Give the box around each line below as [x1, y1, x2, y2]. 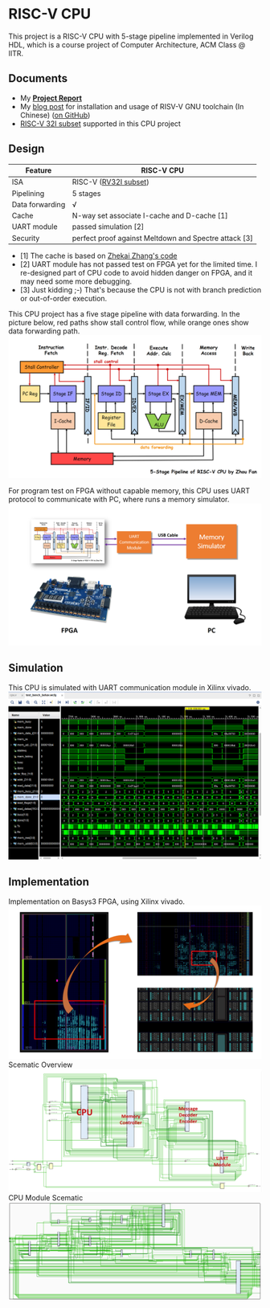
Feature [25, 166, 52, 175]
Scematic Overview [8, 1060, 73, 1069]
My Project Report [19, 93, 83, 103]
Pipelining [11, 188, 45, 198]
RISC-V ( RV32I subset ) [72, 178, 150, 187]
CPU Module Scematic [8, 1192, 84, 1202]
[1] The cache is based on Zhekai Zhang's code [19, 251, 178, 261]
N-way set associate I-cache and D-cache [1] [72, 211, 228, 221]
